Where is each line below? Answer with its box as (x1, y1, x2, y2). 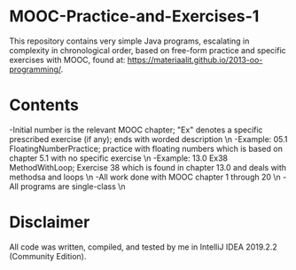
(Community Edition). (9, 250, 87, 261)
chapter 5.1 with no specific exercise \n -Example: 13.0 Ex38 (9, 153, 229, 163)
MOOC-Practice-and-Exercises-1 (9, 6, 260, 27)
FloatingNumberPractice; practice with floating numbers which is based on (9, 143, 284, 154)
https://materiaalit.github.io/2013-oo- (127, 54, 263, 65)
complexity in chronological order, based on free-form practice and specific (9, 44, 286, 55)
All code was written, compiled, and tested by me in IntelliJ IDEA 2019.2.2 (9, 242, 277, 252)
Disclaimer (9, 212, 90, 233)
